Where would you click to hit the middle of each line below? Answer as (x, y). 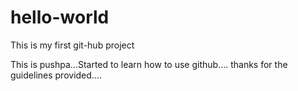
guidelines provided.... (56, 75)
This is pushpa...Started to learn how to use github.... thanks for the (149, 64)
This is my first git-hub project (72, 45)
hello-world (60, 17)
